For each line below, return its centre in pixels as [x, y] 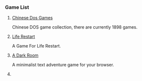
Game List [17, 7]
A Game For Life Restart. [36, 46]
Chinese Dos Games [32, 18]
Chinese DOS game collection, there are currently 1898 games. [75, 27]
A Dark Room [25, 55]
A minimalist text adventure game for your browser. [63, 65]
